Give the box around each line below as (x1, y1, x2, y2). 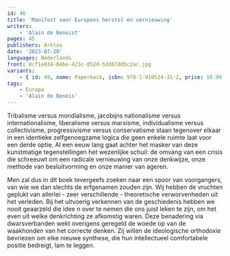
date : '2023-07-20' (7, 49, 63, 55)
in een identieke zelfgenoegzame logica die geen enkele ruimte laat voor (7, 133, 212, 141)
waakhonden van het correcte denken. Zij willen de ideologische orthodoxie (7, 227, 221, 235)
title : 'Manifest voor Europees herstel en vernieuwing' (7, 16, 173, 23)
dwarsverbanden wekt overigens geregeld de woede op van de (7, 220, 186, 227)
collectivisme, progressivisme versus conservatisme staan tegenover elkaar (7, 126, 221, 134)
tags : (7, 80, 23, 87)
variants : (7, 67, 36, 74)
